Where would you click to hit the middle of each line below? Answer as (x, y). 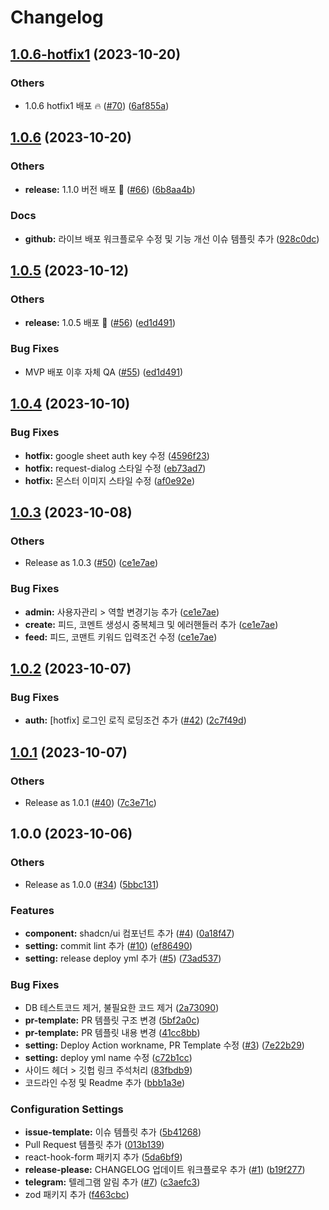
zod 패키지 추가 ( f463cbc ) (77, 1195)
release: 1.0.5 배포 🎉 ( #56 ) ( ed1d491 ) (100, 322)
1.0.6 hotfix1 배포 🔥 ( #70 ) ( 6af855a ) (97, 105)
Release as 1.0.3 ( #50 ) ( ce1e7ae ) (91, 563)
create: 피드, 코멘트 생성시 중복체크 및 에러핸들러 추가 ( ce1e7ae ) (151, 624)
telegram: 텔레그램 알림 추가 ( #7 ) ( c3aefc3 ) (112, 1182)
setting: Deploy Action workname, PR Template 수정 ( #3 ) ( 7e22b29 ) (164, 1045)
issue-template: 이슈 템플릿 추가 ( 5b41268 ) (113, 1132)
